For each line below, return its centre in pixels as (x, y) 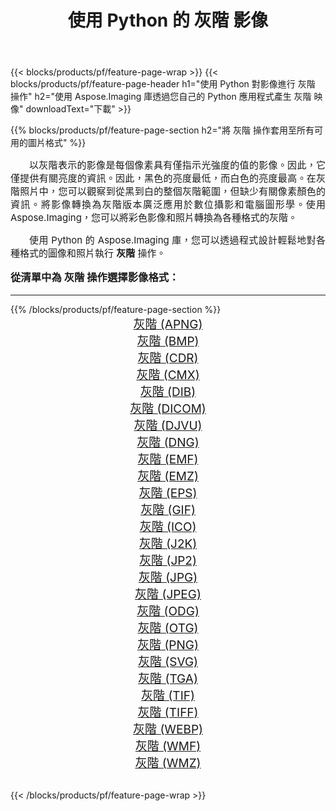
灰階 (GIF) (168, 510)
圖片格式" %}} (57, 143)
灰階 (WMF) (168, 746)
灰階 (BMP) (168, 341)
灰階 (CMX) (168, 375)
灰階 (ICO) (168, 527)
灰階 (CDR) (168, 358)
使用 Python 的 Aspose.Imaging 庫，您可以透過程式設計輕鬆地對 (173, 240)
